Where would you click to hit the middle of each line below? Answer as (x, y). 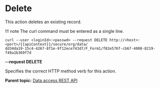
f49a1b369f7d (18, 53)
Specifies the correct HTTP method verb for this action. (61, 71)
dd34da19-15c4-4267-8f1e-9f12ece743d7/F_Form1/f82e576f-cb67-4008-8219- (80, 48)
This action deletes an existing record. (43, 22)
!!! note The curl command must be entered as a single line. (64, 31)
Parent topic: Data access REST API (41, 80)
